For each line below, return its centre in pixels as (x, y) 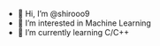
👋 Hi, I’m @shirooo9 (53, 14)
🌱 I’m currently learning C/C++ (73, 32)
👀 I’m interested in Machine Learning (84, 23)
